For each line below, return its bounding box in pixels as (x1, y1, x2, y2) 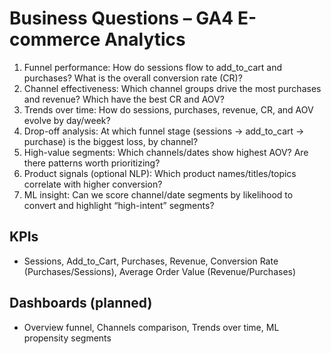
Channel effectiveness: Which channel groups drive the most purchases (23, 82, 322, 94)
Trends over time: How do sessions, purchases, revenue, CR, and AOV (23, 103, 314, 116)
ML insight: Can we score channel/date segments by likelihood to (23, 188, 294, 201)
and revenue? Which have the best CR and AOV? (23, 93, 225, 105)
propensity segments (23, 332, 112, 344)
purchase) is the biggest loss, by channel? (23, 135, 199, 147)
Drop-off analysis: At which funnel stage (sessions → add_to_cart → (23, 125, 305, 137)
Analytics (103, 28, 186, 51)
